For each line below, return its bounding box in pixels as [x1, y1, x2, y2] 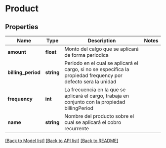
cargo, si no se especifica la [64, 66, 129, 73]
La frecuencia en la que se [64, 86, 126, 93]
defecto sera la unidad [64, 78, 117, 85]
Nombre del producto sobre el [64, 113, 134, 119]
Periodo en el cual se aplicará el [64, 60, 138, 67]
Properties [5, 23, 39, 31]
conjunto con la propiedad [64, 99, 125, 105]
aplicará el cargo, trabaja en [64, 92, 129, 99]
